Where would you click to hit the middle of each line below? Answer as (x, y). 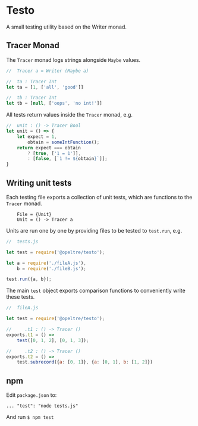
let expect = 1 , (37, 137)
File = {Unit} (34, 214)
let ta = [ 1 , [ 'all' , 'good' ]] (45, 87)
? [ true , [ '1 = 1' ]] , (54, 153)
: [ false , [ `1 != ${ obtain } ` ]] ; (68, 159)
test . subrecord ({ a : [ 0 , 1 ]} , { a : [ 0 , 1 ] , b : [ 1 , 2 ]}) (85, 362)
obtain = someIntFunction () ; (64, 142)
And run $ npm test (30, 417)
